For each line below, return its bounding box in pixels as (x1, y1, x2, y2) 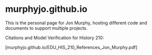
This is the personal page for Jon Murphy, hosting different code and (5, 20, 147, 26)
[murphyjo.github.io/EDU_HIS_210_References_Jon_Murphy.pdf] (5, 44, 137, 50)
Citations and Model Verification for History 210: (5, 35, 104, 41)
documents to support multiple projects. (5, 25, 88, 31)
